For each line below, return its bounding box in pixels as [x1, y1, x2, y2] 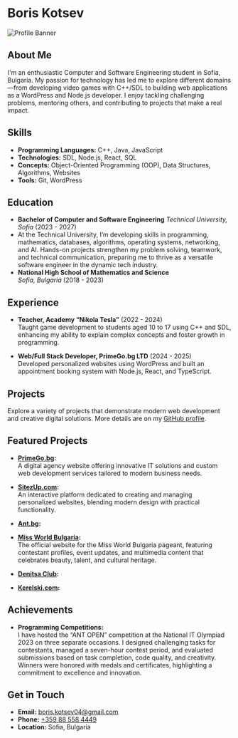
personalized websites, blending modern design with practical [17, 497, 200, 506]
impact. [7, 105, 30, 115]
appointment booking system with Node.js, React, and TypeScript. [17, 367, 212, 375]
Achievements [7, 604, 73, 616]
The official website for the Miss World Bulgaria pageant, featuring [17, 540, 213, 549]
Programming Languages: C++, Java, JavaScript [17, 145, 163, 154]
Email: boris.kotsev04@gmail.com [17, 707, 119, 717]
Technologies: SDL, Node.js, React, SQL [17, 153, 137, 162]
